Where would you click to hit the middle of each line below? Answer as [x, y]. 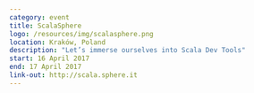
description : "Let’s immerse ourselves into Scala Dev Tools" [127, 50]
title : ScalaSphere [46, 26]
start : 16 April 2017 [50, 58]
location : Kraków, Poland [57, 42]
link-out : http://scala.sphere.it [74, 75]
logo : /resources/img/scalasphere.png [81, 34]
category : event [39, 17]
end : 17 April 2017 [46, 67]
